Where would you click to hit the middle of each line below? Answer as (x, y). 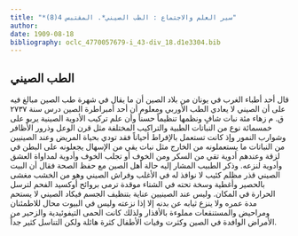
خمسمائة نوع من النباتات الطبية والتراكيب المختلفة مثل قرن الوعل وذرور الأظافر (141, 128)
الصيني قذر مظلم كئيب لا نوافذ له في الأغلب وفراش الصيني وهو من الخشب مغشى (145, 175)
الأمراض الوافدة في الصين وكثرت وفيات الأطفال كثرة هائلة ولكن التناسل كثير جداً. (144, 222)
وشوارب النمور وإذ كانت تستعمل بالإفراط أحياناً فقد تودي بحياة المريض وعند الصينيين (148, 138)
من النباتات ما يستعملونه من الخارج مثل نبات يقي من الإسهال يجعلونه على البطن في (148, 146)
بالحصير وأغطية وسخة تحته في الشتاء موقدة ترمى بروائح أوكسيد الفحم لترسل (137, 185)
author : (24, 26)
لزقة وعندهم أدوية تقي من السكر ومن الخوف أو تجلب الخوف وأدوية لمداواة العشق (145, 156)
